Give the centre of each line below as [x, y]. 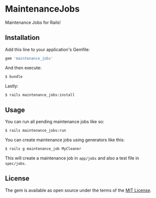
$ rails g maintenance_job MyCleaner [43, 149]
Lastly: [12, 86]
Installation [22, 38]
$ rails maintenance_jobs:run [36, 131]
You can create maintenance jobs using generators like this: [65, 140]
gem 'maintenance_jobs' [29, 58]
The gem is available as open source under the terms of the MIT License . [78, 190]
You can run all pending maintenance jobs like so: [55, 122]
